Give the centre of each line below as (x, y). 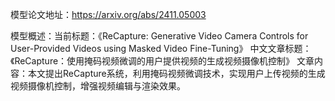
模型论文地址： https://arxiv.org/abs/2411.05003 (108, 14)
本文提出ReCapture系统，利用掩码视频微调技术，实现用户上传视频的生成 (176, 73)
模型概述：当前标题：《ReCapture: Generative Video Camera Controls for (159, 36)
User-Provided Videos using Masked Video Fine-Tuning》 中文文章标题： (161, 48)
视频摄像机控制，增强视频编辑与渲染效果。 (98, 86)
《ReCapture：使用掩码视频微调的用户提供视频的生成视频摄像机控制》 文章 (162, 61)
